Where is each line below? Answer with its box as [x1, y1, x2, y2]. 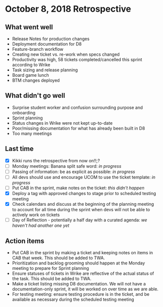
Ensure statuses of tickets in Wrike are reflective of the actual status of [12, 270, 154, 276]
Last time [5, 145, 34, 153]
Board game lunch [12, 72, 49, 78]
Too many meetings [12, 131, 52, 136]
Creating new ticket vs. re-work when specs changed [12, 51, 120, 57]
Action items [5, 237, 45, 245]
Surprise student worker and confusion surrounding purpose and [12, 104, 143, 110]
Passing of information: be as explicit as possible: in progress [12, 169, 135, 175]
